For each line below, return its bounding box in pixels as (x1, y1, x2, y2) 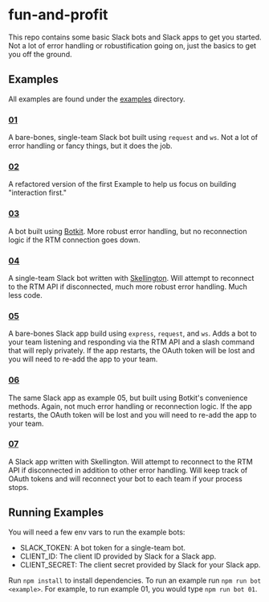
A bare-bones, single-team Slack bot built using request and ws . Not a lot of (8, 133, 259, 142)
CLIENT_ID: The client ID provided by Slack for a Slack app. (19, 551, 217, 561)
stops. (8, 482, 30, 492)
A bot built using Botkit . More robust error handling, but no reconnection (8, 226, 247, 236)
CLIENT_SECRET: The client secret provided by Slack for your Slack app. (19, 559, 261, 569)
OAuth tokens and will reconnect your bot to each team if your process (8, 473, 243, 484)
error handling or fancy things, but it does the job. (8, 141, 173, 150)
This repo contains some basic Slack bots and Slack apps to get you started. (8, 32, 262, 42)
